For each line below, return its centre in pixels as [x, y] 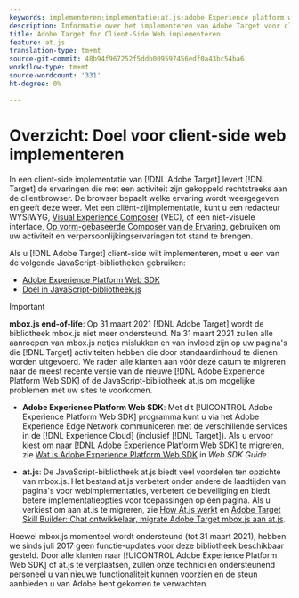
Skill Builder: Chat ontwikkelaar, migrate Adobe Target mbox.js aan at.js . [154, 519]
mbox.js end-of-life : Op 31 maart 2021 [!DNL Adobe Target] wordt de [137, 323]
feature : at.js [37, 42]
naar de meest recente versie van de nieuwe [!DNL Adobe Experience [137, 371]
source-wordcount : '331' [55, 76]
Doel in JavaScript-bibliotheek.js [82, 289]
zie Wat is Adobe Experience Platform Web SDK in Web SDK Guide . [145, 454]
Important [27, 306]
